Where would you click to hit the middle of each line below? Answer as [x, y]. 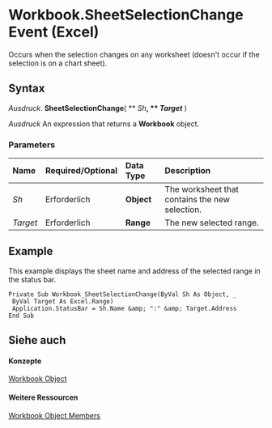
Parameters [32, 145]
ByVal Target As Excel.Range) [63, 301]
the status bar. [32, 279]
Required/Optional [81, 171]
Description [188, 171]
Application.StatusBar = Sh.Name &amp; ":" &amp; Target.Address [124, 308]
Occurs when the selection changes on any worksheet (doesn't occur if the [134, 54]
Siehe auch [37, 340]
